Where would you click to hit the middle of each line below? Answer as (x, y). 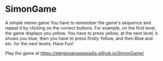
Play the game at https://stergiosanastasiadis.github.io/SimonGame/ (75, 53)
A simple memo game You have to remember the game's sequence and (78, 23)
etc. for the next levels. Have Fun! (39, 43)
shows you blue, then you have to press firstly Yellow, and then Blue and (79, 38)
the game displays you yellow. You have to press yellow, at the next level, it (81, 33)
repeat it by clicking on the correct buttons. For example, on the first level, (81, 28)
